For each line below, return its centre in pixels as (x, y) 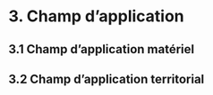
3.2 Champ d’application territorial (106, 79)
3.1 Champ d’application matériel (102, 49)
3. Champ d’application (96, 16)
